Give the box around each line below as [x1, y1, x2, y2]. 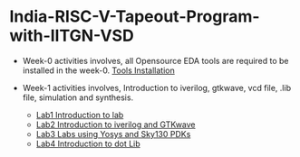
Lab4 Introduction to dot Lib [35, 138, 140, 149]
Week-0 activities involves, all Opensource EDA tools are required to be [22, 55, 289, 66]
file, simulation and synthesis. [22, 92, 134, 103]
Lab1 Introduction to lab [35, 109, 124, 120]
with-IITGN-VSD [9, 25, 134, 46]
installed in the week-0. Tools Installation [22, 65, 175, 76]
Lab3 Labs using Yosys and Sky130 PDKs [35, 128, 191, 139]
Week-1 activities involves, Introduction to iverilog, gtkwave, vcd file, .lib [22, 82, 292, 93]
